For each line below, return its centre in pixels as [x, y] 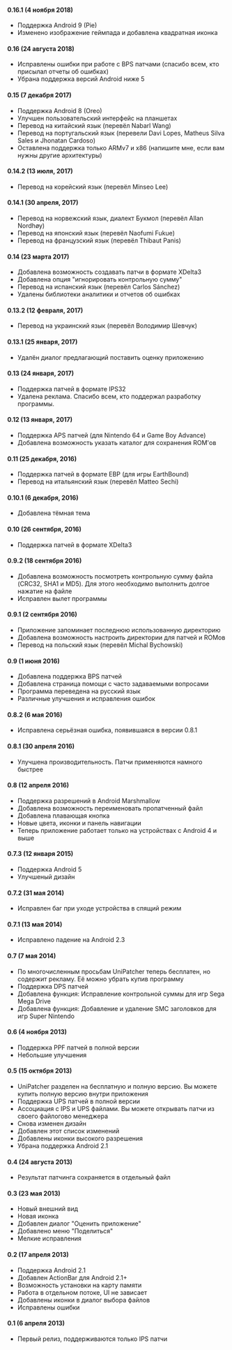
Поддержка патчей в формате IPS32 [72, 389]
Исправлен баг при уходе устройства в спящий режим [99, 908]
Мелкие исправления [49, 1239]
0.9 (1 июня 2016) [34, 661]
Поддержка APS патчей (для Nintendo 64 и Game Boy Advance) [111, 435]
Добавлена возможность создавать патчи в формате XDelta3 [109, 272]
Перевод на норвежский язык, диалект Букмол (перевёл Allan [110, 218]
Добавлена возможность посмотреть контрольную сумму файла [115, 576]
